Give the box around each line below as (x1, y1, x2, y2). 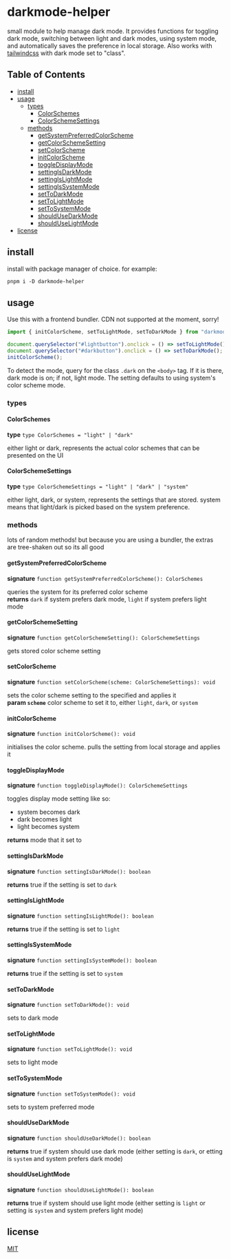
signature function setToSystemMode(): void (7, 1089, 135, 1098)
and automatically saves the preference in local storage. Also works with (7, 41, 213, 50)
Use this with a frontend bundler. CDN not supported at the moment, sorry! (7, 315, 219, 324)
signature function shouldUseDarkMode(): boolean (7, 1134, 151, 1142)
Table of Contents (7, 69, 86, 81)
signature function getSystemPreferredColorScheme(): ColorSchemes (7, 574, 203, 582)
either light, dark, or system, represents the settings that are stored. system (7, 495, 221, 504)
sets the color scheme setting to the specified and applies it (7, 690, 177, 699)
